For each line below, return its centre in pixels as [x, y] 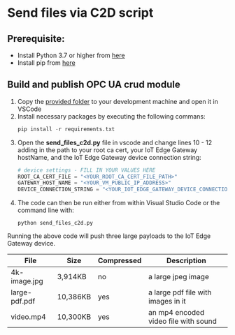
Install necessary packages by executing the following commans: [111, 116]
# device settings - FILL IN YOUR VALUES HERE [86, 170]
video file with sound [182, 321]
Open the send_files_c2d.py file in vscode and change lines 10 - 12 [115, 142]
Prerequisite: [36, 39]
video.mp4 [29, 317]
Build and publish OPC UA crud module [94, 85]
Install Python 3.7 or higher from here [71, 55]
